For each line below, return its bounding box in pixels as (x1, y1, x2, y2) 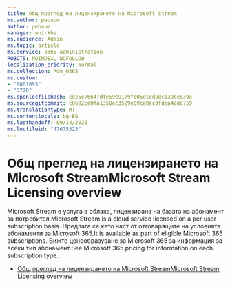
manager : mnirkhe (7, 29, 57, 37)
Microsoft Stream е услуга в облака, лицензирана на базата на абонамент (7, 208, 224, 216)
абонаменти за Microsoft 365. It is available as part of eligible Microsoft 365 (7, 229, 223, 238)
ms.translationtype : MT (7, 106, 76, 113)
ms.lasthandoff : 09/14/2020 (7, 119, 88, 126)
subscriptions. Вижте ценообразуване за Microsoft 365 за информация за (7, 237, 222, 245)
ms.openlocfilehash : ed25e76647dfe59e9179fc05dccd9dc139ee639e (7, 94, 193, 101)
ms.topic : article (7, 42, 60, 49)
